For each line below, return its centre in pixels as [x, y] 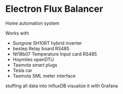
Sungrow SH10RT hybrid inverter [47, 43]
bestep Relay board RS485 [41, 48]
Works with [17, 33]
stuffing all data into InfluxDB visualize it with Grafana [62, 86]
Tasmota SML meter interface [44, 76]
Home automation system [33, 23]
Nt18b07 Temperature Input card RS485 [55, 54]
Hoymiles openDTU [33, 59]
